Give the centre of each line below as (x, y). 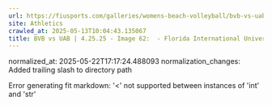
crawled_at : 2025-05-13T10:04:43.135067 (78, 31)
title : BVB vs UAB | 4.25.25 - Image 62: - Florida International (125, 38)
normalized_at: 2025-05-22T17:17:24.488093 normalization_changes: (124, 61)
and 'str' (22, 94)
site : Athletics (36, 23)
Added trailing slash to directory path (70, 70)
